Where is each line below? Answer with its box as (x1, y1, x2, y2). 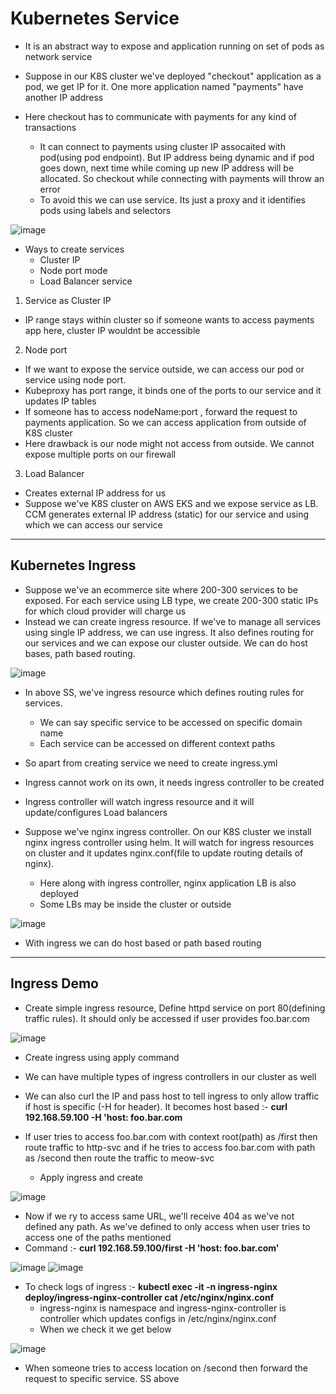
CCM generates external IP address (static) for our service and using (24, 508, 310, 520)
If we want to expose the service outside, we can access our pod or (24, 363, 305, 375)
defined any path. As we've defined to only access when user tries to (24, 1220, 311, 1232)
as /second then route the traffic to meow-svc (24, 1152, 215, 1164)
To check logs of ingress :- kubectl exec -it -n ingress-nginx (24, 1280, 278, 1292)
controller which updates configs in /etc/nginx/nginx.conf (39, 1312, 277, 1324)
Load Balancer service (39, 275, 133, 287)
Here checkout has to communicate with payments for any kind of (24, 110, 298, 122)
